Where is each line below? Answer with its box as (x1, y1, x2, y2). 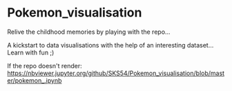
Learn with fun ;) (7, 48, 55, 57)
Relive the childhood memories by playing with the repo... (7, 28, 171, 36)
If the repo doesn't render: (7, 61, 82, 70)
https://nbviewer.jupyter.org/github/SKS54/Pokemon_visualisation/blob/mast (7, 69, 225, 77)
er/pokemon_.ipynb (7, 76, 62, 84)
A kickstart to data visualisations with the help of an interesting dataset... (7, 41, 214, 49)
